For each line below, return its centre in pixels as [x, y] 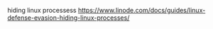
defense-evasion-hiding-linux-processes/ [69, 18]
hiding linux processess [42, 10]
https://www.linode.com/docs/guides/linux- [142, 10]
